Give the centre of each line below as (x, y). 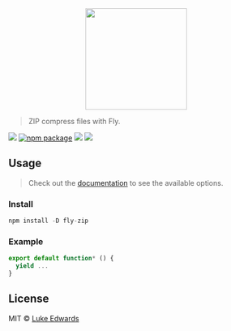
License (29, 299)
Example (26, 241)
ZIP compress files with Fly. (74, 121)
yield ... (32, 266)
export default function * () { (61, 259)
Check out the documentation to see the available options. (126, 183)
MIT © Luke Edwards (44, 318)
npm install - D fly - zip (49, 221)
